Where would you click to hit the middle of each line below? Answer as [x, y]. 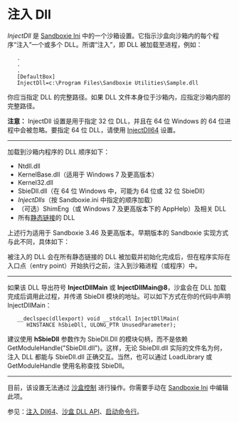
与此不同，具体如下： [38, 241]
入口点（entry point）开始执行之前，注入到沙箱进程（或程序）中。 [104, 265]
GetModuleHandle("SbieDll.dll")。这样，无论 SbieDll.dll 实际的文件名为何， [117, 348]
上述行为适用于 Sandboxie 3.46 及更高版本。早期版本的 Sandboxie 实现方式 [118, 233]
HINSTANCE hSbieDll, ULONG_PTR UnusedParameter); [101, 325]
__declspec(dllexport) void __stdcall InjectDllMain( [98, 318]
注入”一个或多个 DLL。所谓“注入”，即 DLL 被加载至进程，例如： [110, 44]
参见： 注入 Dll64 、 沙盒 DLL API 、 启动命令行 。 [75, 411]
